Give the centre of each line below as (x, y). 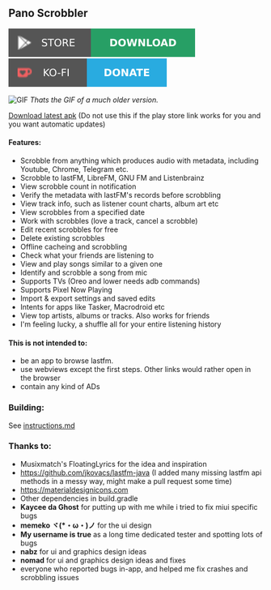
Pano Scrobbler (48, 13)
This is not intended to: (48, 343)
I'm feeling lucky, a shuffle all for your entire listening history (121, 324)
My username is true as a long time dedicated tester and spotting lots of (141, 534)
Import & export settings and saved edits (88, 298)
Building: (26, 408)
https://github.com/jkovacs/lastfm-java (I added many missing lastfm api (141, 472)
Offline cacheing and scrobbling (74, 247)
